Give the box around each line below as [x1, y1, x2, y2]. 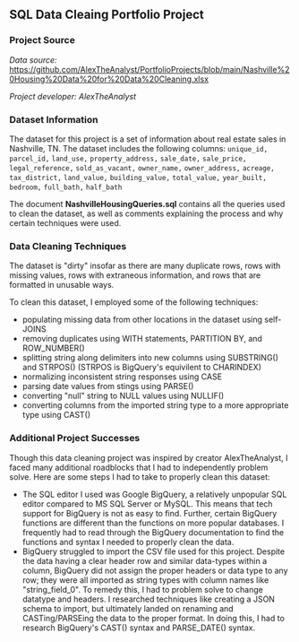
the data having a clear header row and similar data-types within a [21, 555, 268, 566]
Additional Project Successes [9, 432, 141, 445]
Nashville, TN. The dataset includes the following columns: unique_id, [9, 143, 269, 153]
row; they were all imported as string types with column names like [21, 574, 269, 586]
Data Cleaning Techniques [9, 239, 127, 252]
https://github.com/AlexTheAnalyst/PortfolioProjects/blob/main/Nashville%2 [9, 64, 290, 74]
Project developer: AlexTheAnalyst [9, 91, 137, 101]
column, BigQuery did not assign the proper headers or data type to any [21, 565, 288, 576]
